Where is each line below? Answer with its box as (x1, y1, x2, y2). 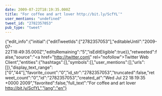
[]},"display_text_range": (5, 64, 53, 71)
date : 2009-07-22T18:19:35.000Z (5, 7, 70, 12)
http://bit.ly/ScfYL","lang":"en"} (5, 85, 67, 91)
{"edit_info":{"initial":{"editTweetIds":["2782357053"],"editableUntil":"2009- (5, 38, 157, 44)
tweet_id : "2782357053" (5, 20, 53, 26)
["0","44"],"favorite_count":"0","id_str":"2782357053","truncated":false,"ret (5, 70, 155, 76)
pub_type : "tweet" (5, 25, 42, 30)
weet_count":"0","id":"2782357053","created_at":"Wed (5, 75, 115, 81)
